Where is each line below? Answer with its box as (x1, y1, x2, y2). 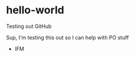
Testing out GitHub (6, 23, 52, 30)
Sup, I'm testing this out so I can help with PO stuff (6, 34, 129, 41)
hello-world (6, 3, 65, 17)
